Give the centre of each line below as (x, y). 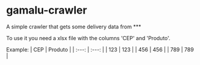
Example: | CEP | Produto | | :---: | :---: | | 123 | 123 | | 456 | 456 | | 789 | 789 (100, 49)
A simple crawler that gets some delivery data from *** (74, 27)
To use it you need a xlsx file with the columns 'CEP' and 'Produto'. (88, 38)
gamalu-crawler (47, 10)
